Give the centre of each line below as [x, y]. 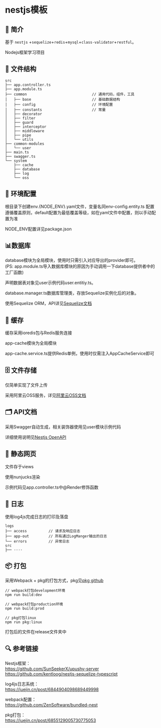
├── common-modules [25, 144]
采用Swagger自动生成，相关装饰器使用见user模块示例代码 [63, 427]
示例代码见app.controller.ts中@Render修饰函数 [52, 487]
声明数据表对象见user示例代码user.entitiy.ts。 [50, 283]
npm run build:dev [24, 595]
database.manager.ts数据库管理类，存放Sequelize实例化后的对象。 [72, 293]
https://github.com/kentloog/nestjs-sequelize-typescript [61, 674]
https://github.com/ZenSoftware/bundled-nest [51, 705]
